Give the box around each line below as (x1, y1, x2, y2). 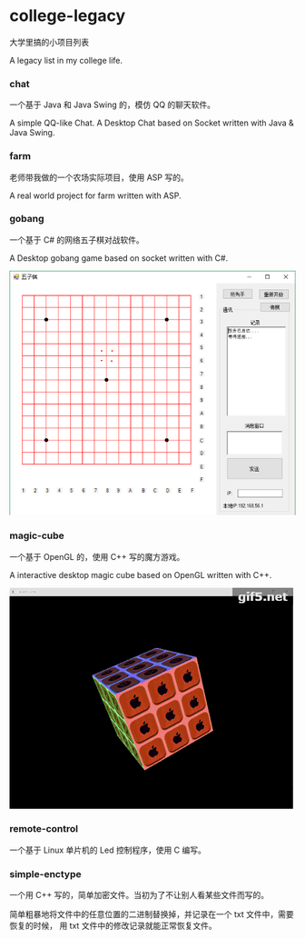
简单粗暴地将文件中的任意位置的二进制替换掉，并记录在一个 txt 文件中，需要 (9, 909, 294, 920)
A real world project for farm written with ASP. (9, 190, 182, 201)
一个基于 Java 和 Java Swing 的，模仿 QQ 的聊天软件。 (9, 99, 216, 110)
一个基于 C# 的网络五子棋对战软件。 (9, 234, 144, 245)
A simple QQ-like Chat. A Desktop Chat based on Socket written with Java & (9, 117, 295, 128)
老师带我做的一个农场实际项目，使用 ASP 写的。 (9, 172, 189, 183)
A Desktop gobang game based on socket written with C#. (9, 252, 229, 264)
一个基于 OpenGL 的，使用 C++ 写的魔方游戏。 (9, 551, 185, 562)
